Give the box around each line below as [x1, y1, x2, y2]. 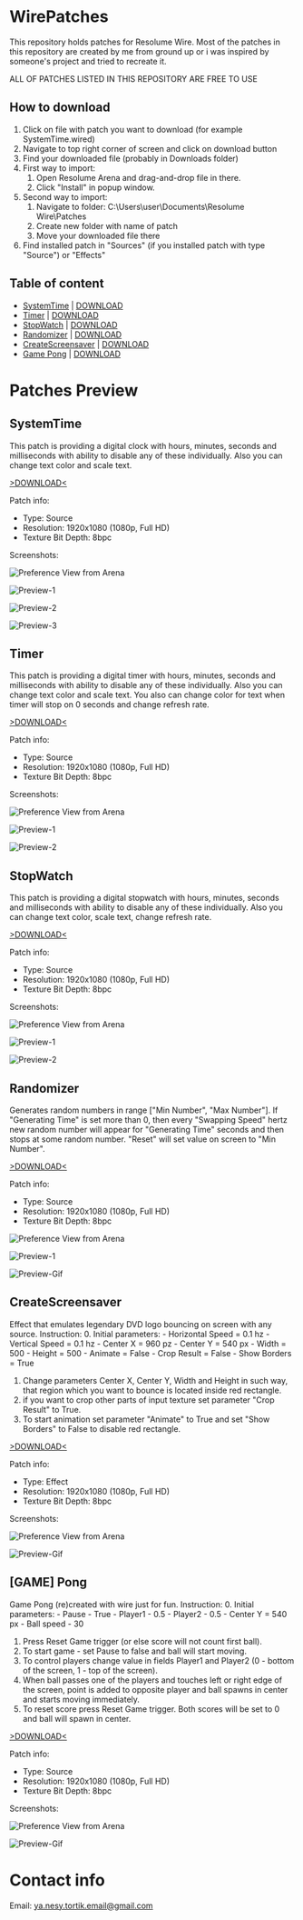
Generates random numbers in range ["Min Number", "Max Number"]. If [9, 1105, 279, 1115]
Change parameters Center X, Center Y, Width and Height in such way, [22, 1375, 288, 1385]
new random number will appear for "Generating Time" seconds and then [9, 1125, 284, 1135]
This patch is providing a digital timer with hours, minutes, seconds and [9, 670, 277, 681]
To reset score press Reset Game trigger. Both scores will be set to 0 [22, 1703, 280, 1715]
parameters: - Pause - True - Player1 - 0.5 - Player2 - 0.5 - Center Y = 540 [9, 1608, 288, 1619]
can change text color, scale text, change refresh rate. [9, 912, 212, 923]
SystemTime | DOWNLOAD [22, 300, 124, 311]
